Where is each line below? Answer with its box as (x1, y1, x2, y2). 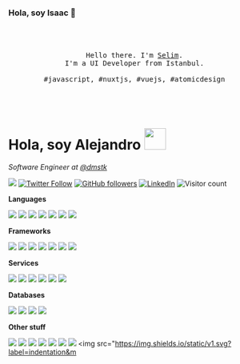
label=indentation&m (8, 347, 77, 357)
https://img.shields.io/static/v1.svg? (114, 339, 232, 349)
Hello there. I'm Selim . (86, 51, 183, 60)
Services (8, 258, 39, 268)
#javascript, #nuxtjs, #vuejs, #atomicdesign (43, 75, 226, 84)
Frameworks (8, 226, 51, 236)
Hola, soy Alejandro (8, 136, 142, 154)
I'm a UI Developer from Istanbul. (64, 59, 205, 68)
